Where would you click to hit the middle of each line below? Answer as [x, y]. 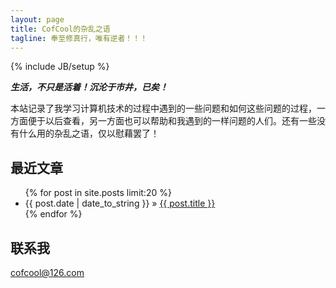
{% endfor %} [53, 214]
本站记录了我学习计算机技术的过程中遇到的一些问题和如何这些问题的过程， [163, 108]
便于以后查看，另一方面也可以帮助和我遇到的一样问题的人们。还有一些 [172, 121]
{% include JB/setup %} [60, 67]
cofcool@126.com [47, 272]
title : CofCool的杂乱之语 [60, 29]
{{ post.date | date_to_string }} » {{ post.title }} [120, 203]
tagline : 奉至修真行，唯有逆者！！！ [79, 38]
